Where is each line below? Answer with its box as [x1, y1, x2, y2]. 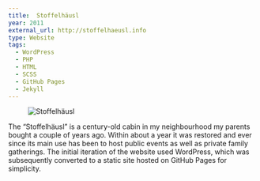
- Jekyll [15, 85, 44, 93]
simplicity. [8, 164, 41, 174]
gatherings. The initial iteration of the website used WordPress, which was [8, 147, 250, 156]
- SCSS [15, 70, 37, 78]
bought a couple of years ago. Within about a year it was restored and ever [8, 130, 253, 140]
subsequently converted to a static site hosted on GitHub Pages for [8, 156, 228, 165]
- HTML [15, 63, 37, 71]
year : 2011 [8, 19, 44, 27]
